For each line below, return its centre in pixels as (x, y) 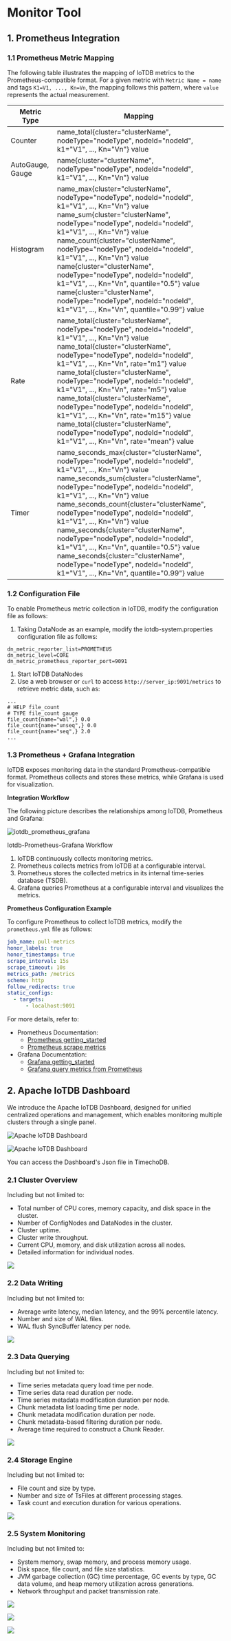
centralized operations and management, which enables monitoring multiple (115, 1114)
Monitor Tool (44, 13)
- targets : (29, 1000)
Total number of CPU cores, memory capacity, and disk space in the (114, 1208)
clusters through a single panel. (52, 1122)
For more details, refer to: (43, 1019)
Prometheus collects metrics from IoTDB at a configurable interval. (111, 866)
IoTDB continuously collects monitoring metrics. (85, 859)
